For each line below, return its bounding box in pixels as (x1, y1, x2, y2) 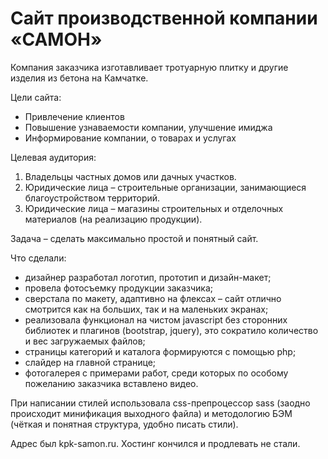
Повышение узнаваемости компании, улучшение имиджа (24, 121, 273, 133)
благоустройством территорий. (24, 192, 161, 204)
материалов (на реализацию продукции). (24, 213, 203, 225)
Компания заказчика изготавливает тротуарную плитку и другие (10, 61, 289, 73)
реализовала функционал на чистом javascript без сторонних (24, 313, 288, 326)
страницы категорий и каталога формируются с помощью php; (24, 345, 297, 357)
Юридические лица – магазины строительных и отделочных (24, 202, 284, 214)
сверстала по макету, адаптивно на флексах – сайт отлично (24, 292, 282, 304)
